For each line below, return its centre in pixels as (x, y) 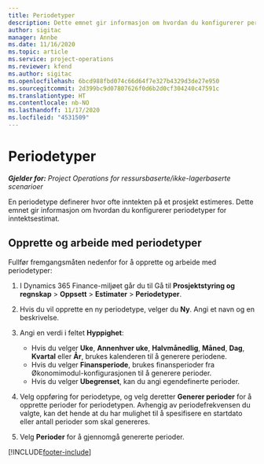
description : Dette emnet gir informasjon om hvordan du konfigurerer (126, 23)
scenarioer (26, 186)
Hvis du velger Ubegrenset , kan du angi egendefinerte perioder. (136, 381)
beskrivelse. (39, 317)
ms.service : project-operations (61, 60)
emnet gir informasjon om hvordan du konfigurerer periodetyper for (117, 210)
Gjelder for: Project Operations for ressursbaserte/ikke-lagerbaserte (119, 178)
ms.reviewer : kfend (40, 67)
